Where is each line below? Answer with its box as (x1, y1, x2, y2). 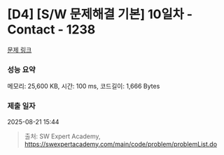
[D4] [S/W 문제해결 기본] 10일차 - (7, 6, 193, 22)
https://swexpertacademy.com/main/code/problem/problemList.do (24, 140, 218, 148)
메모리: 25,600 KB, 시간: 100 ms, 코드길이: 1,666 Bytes (7, 82, 160, 91)
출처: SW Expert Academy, (24, 132, 101, 140)
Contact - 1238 (7, 22, 96, 38)
